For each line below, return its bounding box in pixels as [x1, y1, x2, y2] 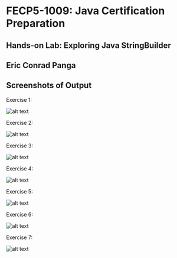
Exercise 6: [6, 211, 34, 218]
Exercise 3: [6, 142, 34, 149]
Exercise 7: [6, 234, 33, 241]
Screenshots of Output [6, 80, 92, 91]
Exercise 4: [6, 165, 34, 172]
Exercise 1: [6, 96, 32, 103]
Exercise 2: [6, 119, 34, 126]
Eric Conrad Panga [6, 60, 76, 70]
